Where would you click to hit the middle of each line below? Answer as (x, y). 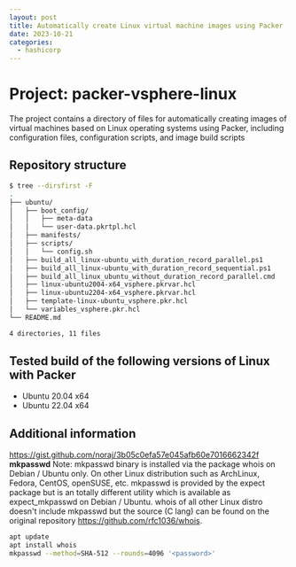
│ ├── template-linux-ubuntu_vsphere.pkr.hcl (99, 301)
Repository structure (68, 165)
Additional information (73, 434)
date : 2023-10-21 (41, 34)
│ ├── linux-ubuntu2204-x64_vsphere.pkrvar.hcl (103, 293)
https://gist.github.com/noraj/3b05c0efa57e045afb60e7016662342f (134, 455)
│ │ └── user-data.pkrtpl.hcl (73, 227)
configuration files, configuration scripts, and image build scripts (127, 137)
